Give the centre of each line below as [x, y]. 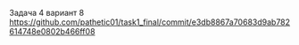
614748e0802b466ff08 [52, 31]
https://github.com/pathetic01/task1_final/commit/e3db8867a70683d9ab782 [150, 22]
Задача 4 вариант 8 [47, 13]
